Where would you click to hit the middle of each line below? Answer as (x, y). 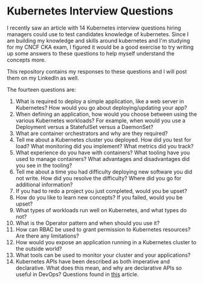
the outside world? (39, 248)
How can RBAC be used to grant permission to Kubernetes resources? (103, 229)
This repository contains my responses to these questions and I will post (97, 71)
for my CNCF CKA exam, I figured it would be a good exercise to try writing (100, 47)
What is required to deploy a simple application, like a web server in (100, 101)
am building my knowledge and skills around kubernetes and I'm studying (98, 40)
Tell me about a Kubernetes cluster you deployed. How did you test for (103, 139)
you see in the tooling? (44, 165)
